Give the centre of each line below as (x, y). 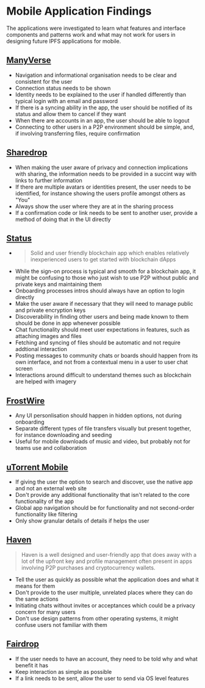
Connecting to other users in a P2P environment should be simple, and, (105, 127)
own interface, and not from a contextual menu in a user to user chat (101, 362)
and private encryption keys (50, 310)
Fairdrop (23, 644)
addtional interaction (41, 349)
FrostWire (26, 401)
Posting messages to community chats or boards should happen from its (106, 356)
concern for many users (45, 612)
